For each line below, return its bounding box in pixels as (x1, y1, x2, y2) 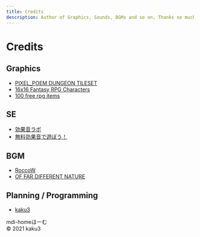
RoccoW (14, 167, 36, 174)
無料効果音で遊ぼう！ (14, 133, 67, 141)
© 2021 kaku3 (6, 224, 41, 232)
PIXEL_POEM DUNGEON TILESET (14, 79, 98, 86)
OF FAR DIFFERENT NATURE (14, 173, 85, 180)
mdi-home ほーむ (6, 218, 48, 225)
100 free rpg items (14, 92, 60, 99)
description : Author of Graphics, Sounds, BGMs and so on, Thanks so (6, 14, 183, 20)
